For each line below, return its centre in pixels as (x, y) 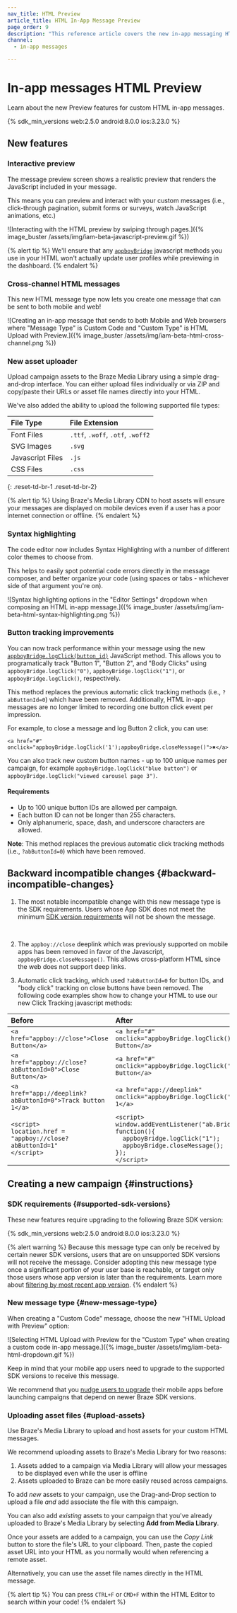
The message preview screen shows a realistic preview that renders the (112, 179)
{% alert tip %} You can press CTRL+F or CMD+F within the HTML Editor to (111, 1595)
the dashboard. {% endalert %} (53, 265)
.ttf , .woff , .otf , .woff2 (110, 435)
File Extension (94, 423)
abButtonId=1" (35, 1145)
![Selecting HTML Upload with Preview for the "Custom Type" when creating (119, 1339)
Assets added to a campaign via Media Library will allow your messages (122, 1466)
